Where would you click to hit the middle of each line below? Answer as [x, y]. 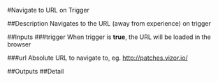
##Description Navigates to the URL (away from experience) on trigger [109, 23]
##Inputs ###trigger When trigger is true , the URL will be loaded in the [109, 37]
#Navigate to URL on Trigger [48, 10]
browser [19, 44]
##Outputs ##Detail [36, 71]
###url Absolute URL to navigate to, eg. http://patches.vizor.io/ [98, 58]
